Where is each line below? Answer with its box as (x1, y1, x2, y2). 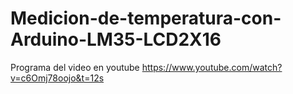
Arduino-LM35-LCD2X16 (10, 28, 222, 51)
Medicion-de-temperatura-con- (10, 7, 282, 30)
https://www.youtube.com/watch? (141, 61, 283, 73)
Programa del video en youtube (10, 61, 140, 73)
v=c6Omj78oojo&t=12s (10, 72, 105, 84)
